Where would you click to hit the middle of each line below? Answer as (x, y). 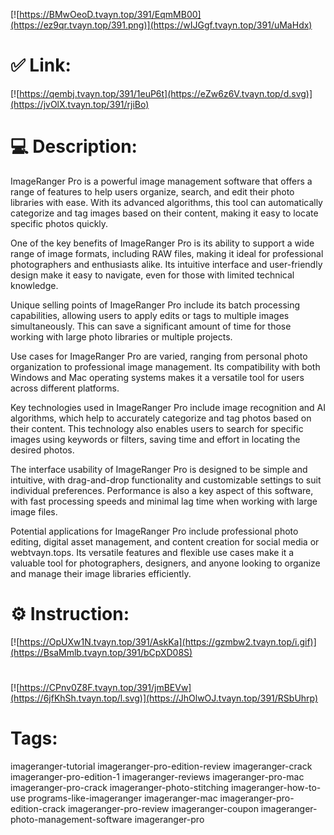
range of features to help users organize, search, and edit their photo (152, 191)
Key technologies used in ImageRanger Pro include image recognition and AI (168, 407)
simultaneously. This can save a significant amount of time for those (151, 326)
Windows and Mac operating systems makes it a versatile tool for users (157, 377)
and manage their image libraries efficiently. (101, 573)
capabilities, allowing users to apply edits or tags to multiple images (150, 315)
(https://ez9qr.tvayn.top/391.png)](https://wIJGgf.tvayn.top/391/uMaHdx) (161, 25)
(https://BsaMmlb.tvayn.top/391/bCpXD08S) (101, 652)
